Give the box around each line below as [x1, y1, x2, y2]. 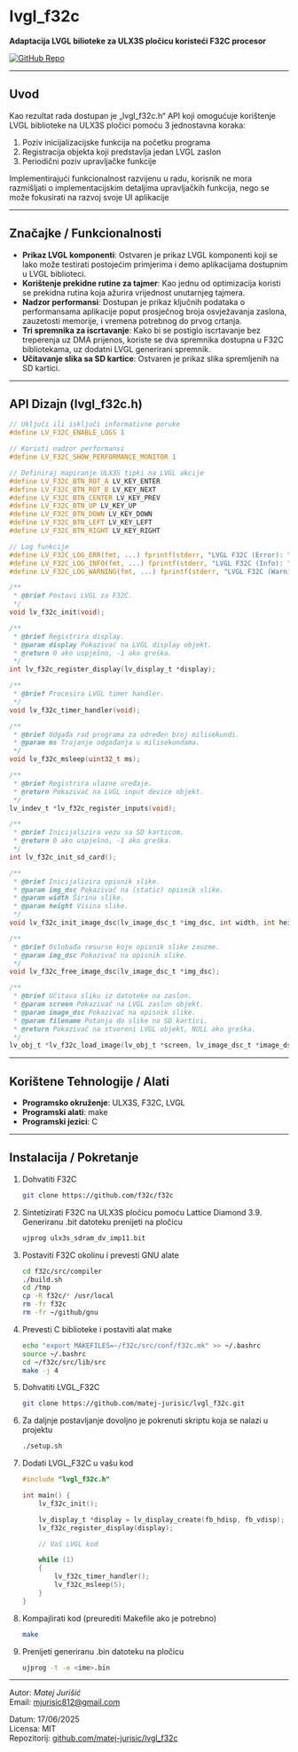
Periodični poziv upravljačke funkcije [21, 155, 157, 166]
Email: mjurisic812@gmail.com [9, 1697, 121, 1708]
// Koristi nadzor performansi [9, 444, 125, 453]
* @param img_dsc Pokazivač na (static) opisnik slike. [12, 885, 224, 894]
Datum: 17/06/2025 [9, 1714, 80, 1725]
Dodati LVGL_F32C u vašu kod [21, 1457, 134, 1469]
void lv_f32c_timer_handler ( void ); [9, 705, 141, 715]
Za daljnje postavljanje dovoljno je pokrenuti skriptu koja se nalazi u [21, 1415, 269, 1426]
